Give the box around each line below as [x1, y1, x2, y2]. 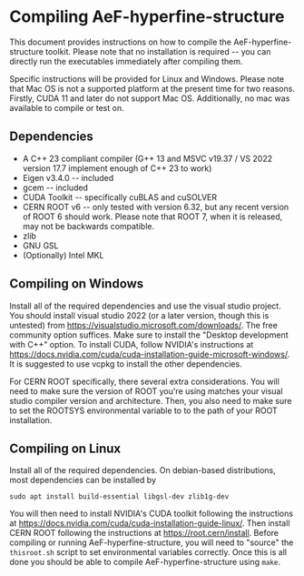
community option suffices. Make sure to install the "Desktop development [9, 329, 289, 340]
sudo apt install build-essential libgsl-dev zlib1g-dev [9, 492, 230, 501]
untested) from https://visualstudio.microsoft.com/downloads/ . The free [9, 319, 279, 330]
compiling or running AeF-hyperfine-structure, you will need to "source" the [9, 537, 294, 548]
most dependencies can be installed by [9, 475, 157, 486]
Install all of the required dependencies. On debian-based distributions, [9, 465, 276, 476]
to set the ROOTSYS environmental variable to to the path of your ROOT [9, 405, 279, 416]
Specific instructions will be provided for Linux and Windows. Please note [9, 73, 284, 84]
